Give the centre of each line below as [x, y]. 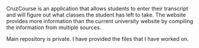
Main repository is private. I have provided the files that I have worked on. [97, 39]
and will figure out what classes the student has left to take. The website [96, 15]
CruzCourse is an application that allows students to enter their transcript [97, 9]
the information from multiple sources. [54, 27]
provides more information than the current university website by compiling [100, 21]
